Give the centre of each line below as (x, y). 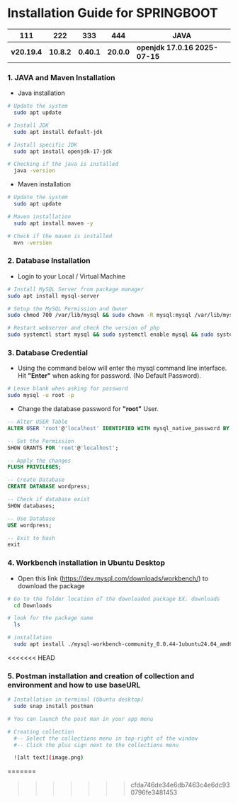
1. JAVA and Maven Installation (61, 77)
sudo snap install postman (53, 707)
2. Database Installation (49, 261)
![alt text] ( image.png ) (49, 758)
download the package (51, 585)
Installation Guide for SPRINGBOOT (113, 13)
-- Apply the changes (39, 461)
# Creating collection (41, 731)
